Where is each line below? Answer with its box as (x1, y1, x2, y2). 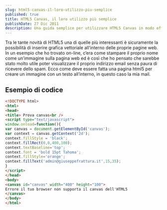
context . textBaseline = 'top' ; (5, 145, 66, 150)
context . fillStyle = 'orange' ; (5, 154, 66, 159)
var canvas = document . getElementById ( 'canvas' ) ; (5, 126, 110, 132)
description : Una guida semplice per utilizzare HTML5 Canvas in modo (5, 26, 155, 31)
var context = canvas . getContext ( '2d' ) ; (5, 131, 90, 136)
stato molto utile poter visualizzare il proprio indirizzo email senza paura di (5, 61, 158, 67)
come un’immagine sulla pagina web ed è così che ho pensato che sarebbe (5, 55, 160, 61)
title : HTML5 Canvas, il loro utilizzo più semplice (5, 16, 117, 21)
